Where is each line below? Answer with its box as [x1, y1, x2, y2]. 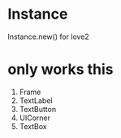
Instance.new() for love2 [7, 32, 90, 41]
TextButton [19, 104, 57, 114]
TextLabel [19, 95, 53, 106]
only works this [7, 60, 114, 79]
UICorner [19, 113, 50, 123]
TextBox [19, 121, 47, 131]
